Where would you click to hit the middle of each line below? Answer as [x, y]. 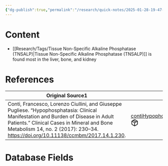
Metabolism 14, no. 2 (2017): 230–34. [53, 129]
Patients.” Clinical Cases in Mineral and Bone [60, 122]
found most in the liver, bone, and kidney [54, 59]
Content [22, 34]
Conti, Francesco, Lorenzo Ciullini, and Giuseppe [65, 104]
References [29, 79]
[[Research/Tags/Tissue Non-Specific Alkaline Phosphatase [74, 49]
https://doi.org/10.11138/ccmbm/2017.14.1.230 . [67, 135]
